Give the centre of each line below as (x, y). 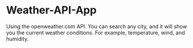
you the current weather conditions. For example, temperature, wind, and (96, 32)
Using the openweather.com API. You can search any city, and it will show (96, 26)
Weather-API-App (51, 10)
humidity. (18, 39)
